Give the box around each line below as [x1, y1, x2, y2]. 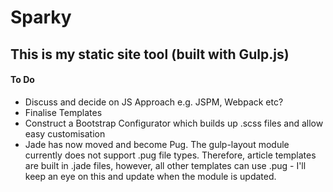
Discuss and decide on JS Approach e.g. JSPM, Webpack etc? [24, 96, 284, 108]
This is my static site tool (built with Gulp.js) [10, 46, 290, 63]
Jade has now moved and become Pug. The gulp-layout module [24, 138, 290, 150]
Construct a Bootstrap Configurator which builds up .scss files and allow [24, 117, 324, 129]
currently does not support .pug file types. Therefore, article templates [24, 149, 317, 161]
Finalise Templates [24, 106, 103, 118]
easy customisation [24, 127, 106, 140]
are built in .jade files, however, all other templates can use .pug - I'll [24, 159, 307, 171]
